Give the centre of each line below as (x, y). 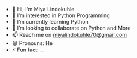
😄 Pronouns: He (32, 43)
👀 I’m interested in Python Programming (61, 15)
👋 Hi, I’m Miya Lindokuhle (43, 9)
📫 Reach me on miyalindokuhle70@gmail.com (69, 35)
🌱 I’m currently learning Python (50, 22)
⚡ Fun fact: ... (28, 50)
